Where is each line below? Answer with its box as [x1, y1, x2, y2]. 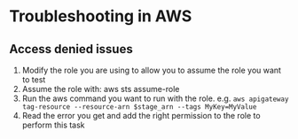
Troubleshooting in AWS [9, 6, 192, 27]
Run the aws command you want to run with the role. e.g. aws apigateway [21, 93, 289, 104]
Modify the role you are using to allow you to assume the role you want [21, 65, 282, 75]
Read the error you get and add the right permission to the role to [21, 111, 261, 120]
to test [21, 74, 46, 85]
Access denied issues [9, 42, 133, 57]
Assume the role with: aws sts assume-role [21, 84, 180, 94]
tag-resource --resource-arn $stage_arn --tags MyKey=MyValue [21, 103, 257, 112]
